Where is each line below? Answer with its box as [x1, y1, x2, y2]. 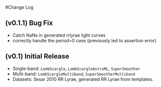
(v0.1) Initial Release [5, 52, 69, 61]
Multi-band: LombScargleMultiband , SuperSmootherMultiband [12, 70, 135, 77]
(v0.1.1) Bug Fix [5, 19, 53, 27]
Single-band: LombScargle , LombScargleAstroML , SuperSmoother [12, 65, 141, 71]
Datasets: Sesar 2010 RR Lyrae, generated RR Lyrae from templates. [12, 76, 153, 82]
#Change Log [5, 5, 34, 10]
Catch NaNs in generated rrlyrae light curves [12, 32, 106, 38]
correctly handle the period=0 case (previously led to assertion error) [12, 37, 157, 43]
